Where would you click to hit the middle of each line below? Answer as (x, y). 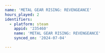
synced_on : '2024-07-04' (40, 38)
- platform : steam (29, 24)
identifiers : (19, 19)
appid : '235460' (31, 29)
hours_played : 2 (22, 15)
